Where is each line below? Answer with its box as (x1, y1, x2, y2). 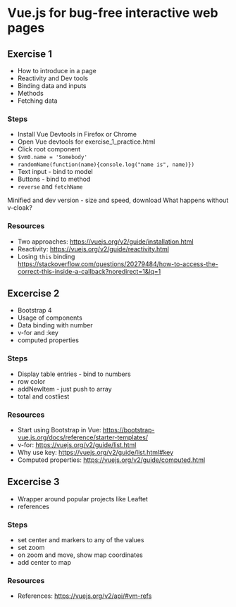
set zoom (17, 544, 45, 552)
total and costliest (17, 392, 70, 401)
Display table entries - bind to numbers (17, 370, 132, 378)
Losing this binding (17, 252, 75, 261)
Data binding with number (17, 321, 93, 330)
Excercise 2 (7, 287, 60, 299)
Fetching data (17, 96, 58, 105)
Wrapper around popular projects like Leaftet (17, 494, 148, 503)
